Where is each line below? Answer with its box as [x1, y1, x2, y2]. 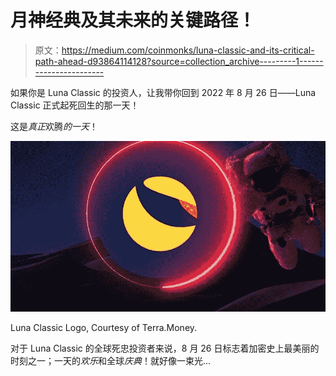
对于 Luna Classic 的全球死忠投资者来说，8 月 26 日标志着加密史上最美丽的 [10, 342, 320, 354]
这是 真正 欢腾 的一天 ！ [10, 120, 98, 132]
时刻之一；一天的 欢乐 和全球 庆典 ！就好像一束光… [10, 354, 212, 366]
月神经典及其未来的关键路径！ [10, 9, 257, 32]
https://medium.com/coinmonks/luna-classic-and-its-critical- [61, 44, 315, 56]
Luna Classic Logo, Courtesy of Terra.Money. [10, 321, 198, 333]
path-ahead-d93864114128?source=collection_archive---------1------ [34, 55, 324, 67]
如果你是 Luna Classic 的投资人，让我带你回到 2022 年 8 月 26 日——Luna [10, 86, 317, 98]
